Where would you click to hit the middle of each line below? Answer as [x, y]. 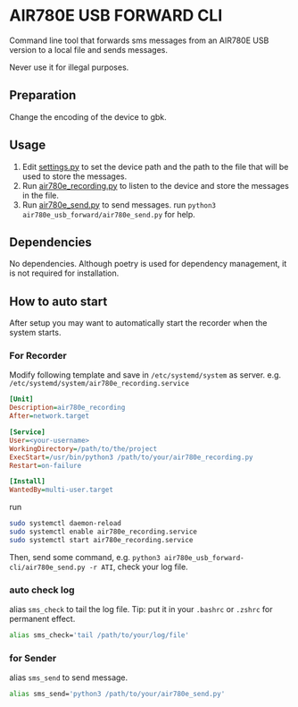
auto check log [42, 590]
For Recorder [38, 356]
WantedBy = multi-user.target [62, 490]
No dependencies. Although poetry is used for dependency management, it [148, 264]
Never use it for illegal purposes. [69, 67]
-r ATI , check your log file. [139, 566]
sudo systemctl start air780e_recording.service [101, 540]
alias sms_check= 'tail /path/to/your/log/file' [99, 635]
